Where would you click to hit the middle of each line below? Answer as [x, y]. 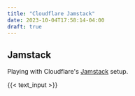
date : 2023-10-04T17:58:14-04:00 [56, 20]
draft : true [24, 26]
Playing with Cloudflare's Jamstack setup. [68, 72]
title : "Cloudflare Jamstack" [51, 14]
